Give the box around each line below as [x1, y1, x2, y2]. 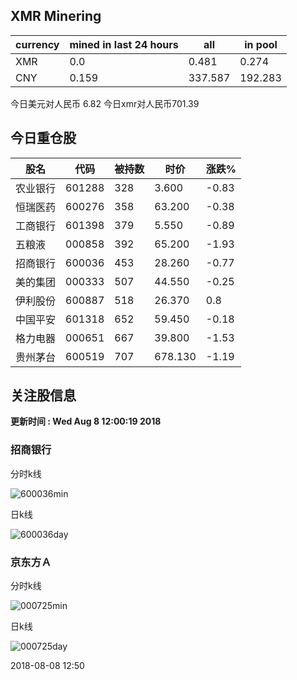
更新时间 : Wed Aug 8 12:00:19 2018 [10, 415, 162, 428]
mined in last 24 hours [69, 37, 179, 51]
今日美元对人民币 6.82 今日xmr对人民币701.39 [10, 97, 200, 109]
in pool [244, 37, 278, 51]
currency [15, 37, 60, 51]
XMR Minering [10, 8, 102, 25]
